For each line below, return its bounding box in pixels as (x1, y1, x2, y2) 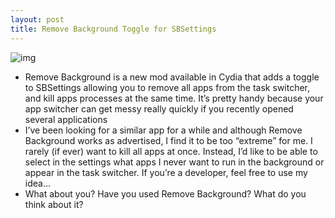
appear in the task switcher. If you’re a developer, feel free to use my (24, 166, 308, 178)
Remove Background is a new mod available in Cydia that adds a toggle (24, 71, 320, 83)
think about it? (24, 198, 84, 210)
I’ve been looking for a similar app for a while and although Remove (24, 124, 303, 136)
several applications (24, 113, 108, 125)
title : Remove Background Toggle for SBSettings (10, 24, 217, 34)
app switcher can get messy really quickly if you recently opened (24, 102, 294, 115)
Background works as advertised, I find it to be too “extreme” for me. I (24, 134, 313, 146)
